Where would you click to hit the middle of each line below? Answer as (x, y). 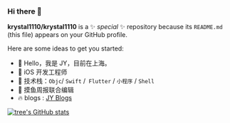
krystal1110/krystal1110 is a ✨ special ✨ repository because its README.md (115, 27)
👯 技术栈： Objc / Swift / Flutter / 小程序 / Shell (86, 81)
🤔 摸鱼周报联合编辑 (46, 90)
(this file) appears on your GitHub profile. (68, 35)
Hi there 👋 (25, 11)
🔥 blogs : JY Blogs (45, 98)
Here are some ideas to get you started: (66, 48)
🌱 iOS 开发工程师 (42, 72)
